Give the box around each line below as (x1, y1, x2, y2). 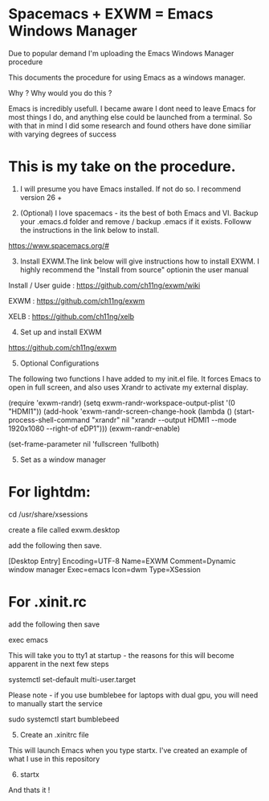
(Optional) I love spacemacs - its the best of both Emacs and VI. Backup (19, 208, 259, 218)
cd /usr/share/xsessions (8, 509, 88, 519)
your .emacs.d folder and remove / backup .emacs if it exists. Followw (19, 216, 252, 226)
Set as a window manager (19, 455, 106, 464)
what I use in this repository (8, 754, 100, 763)
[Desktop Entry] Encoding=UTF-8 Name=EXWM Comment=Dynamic (8, 556, 237, 566)
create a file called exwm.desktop (8, 525, 120, 534)
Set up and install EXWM (19, 327, 102, 337)
